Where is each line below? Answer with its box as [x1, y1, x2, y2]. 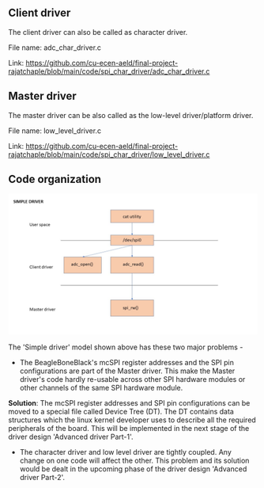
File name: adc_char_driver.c [8, 43, 101, 52]
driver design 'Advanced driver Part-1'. [8, 432, 134, 441]
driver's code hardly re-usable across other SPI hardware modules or [19, 374, 246, 383]
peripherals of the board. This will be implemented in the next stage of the [8, 423, 250, 433]
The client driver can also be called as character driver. [8, 27, 188, 36]
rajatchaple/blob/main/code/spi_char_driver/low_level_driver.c [8, 150, 210, 159]
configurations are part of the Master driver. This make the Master [19, 366, 236, 376]
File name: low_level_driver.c [8, 126, 101, 135]
